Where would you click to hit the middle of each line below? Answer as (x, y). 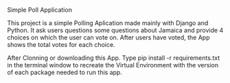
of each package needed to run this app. (65, 72)
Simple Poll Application (39, 10)
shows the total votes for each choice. (61, 45)
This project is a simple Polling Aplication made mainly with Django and (108, 23)
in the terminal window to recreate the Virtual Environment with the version (113, 65)
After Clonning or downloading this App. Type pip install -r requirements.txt (114, 58)
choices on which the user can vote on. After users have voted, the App (108, 37)
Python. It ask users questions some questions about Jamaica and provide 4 (115, 30)
